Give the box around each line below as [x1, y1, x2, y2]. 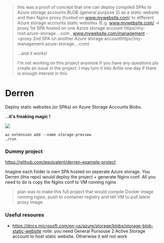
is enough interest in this [17, 70, 67, 76]
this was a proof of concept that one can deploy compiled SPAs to [17, 4, 152, 10]
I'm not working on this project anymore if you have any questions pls [17, 60, 159, 66]
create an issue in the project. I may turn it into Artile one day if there [17, 65, 157, 71]
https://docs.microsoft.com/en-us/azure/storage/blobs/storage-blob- [12, 223, 154, 229]
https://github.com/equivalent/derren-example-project [5, 159, 116, 165]
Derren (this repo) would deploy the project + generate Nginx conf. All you [5, 174, 156, 180]
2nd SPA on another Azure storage [33, 35, 103, 41]
